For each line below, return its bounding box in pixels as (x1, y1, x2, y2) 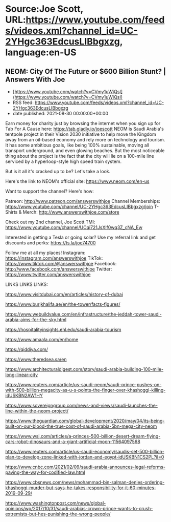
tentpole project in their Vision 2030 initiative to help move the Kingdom (5, 131, 157, 137)
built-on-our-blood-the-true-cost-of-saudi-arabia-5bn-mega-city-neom (5, 423, 157, 429)
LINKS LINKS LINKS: (5, 281, 48, 287)
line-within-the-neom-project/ (5, 408, 69, 414)
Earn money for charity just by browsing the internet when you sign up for (5, 120, 161, 126)
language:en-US (5, 47, 77, 58)
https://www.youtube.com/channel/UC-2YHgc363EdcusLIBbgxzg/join (5, 203, 153, 210)
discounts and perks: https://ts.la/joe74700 (5, 240, 96, 246)
